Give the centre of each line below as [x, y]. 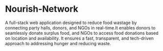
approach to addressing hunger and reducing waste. [58, 43]
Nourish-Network [42, 9]
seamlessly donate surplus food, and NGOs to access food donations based [82, 33]
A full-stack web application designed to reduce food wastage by [71, 23]
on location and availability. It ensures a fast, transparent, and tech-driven [80, 38]
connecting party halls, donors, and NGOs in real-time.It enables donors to [80, 27]
